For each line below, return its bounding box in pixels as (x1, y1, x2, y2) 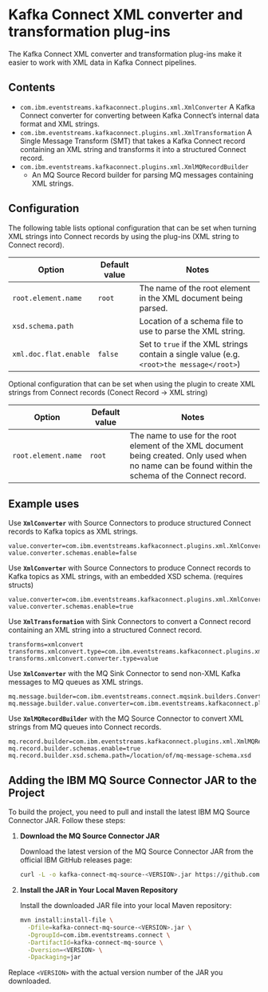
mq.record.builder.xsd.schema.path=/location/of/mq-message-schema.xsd (8, 752, 251, 760)
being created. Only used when (129, 450, 247, 461)
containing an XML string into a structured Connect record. (8, 626, 203, 635)
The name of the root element (139, 282, 251, 294)
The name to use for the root (129, 430, 237, 441)
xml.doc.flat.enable (12, 350, 90, 358)
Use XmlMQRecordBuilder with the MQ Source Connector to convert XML (8, 714, 244, 723)
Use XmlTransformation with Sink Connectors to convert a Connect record (8, 617, 251, 626)
